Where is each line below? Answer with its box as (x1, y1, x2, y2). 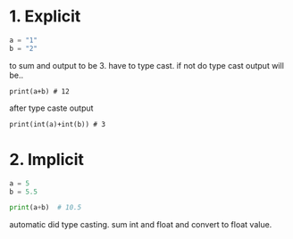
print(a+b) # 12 (9, 87, 70, 95)
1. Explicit (9, 6, 81, 27)
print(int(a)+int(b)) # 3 (9, 119, 105, 128)
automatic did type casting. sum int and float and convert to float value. (9, 219, 272, 230)
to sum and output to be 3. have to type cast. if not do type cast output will (9, 60, 284, 70)
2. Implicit (9, 149, 85, 169)
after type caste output (9, 103, 94, 113)
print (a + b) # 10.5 (9, 203, 82, 212)
